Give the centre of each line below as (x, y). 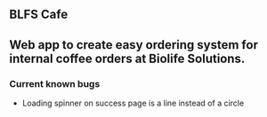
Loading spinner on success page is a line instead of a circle (133, 103)
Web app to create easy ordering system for (133, 45)
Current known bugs (55, 83)
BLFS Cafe (39, 15)
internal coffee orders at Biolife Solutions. (127, 58)
